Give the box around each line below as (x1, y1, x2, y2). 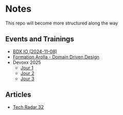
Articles (5, 90, 32, 99)
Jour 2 (20, 70, 35, 76)
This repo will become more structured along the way (5, 20, 118, 26)
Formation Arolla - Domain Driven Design (12, 54, 100, 60)
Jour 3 (20, 75, 35, 82)
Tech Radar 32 (12, 104, 44, 110)
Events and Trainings (5, 35, 74, 43)
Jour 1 (20, 64, 34, 71)
